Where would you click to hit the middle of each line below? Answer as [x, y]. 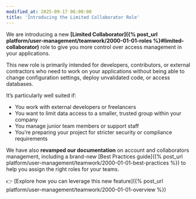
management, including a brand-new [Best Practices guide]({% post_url [94, 156]
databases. [20, 83]
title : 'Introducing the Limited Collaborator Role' [73, 17]
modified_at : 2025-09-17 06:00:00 [49, 12]
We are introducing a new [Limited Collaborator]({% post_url [82, 34]
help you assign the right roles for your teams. [63, 169]
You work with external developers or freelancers [75, 107]
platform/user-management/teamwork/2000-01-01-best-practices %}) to [96, 163]
